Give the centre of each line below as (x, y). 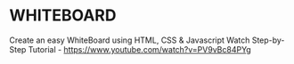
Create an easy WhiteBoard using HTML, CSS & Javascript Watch (130, 40)
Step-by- (268, 40)
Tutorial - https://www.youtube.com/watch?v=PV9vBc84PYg (139, 49)
